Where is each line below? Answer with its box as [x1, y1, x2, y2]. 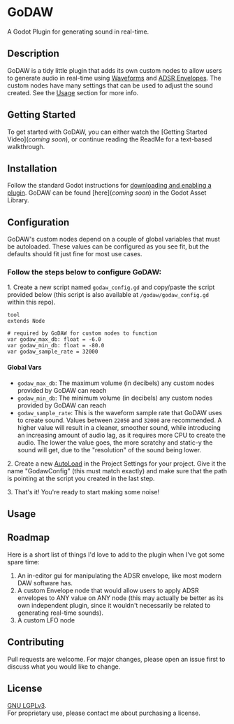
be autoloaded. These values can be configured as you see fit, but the [7, 242, 210, 251]
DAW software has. [17, 578, 73, 587]
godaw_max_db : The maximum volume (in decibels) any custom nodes [17, 379, 214, 387]
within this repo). [7, 298, 56, 307]
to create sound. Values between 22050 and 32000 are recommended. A [17, 416, 222, 424]
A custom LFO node [17, 615, 75, 624]
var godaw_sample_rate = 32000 [7, 348, 98, 356]
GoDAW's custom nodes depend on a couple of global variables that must [7, 235, 220, 244]
